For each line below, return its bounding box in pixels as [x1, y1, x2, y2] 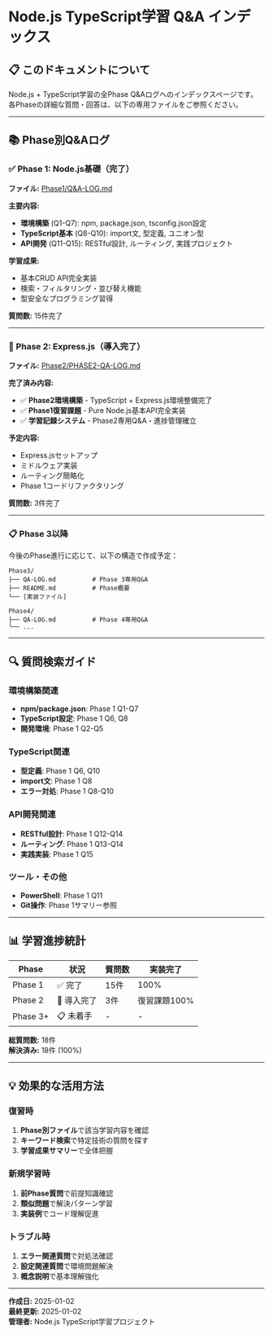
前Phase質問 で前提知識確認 [19, 1188, 114, 1198]
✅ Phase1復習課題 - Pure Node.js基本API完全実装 [19, 405, 186, 415]
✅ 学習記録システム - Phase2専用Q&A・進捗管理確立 [19, 415, 197, 425]
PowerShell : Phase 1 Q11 [19, 890, 103, 900]
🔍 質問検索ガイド [8, 655, 97, 669]
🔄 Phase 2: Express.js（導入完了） [8, 340, 145, 352]
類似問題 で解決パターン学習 [19, 1198, 114, 1208]
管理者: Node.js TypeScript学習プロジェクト [8, 1316, 156, 1326]
